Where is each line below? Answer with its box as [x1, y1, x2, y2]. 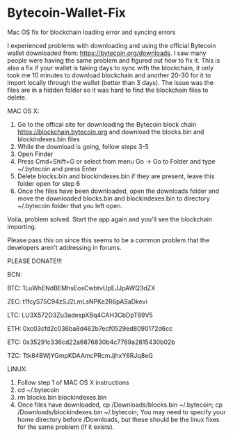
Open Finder [17, 150, 54, 158]
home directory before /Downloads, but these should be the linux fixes [17, 415, 220, 423]
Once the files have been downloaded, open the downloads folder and [17, 187, 220, 195]
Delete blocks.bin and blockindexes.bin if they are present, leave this [17, 172, 215, 180]
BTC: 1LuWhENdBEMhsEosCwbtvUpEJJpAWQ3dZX [7, 283, 156, 292]
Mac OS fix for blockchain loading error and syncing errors [7, 28, 176, 36]
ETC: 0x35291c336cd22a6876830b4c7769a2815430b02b [7, 338, 175, 346]
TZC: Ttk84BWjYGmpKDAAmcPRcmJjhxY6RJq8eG [7, 351, 153, 359]
